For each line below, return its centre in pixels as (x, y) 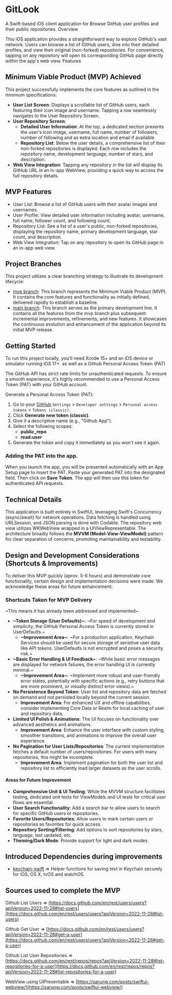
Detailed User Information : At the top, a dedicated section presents (92, 126)
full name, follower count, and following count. (62, 220)
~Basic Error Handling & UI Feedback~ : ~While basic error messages (86, 659)
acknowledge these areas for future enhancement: (59, 587)
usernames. (25, 209)
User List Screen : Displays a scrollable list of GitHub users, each (81, 105)
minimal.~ (23, 670)
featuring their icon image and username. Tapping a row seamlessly (84, 110)
